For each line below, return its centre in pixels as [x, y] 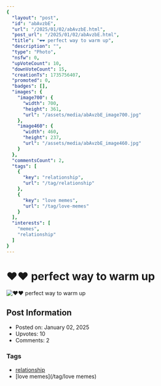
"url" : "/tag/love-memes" [56, 206]
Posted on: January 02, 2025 [52, 327]
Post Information [39, 313]
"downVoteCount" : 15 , [40, 69]
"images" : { [27, 92]
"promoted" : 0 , [31, 80]
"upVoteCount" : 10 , [37, 63]
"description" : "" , [37, 47]
